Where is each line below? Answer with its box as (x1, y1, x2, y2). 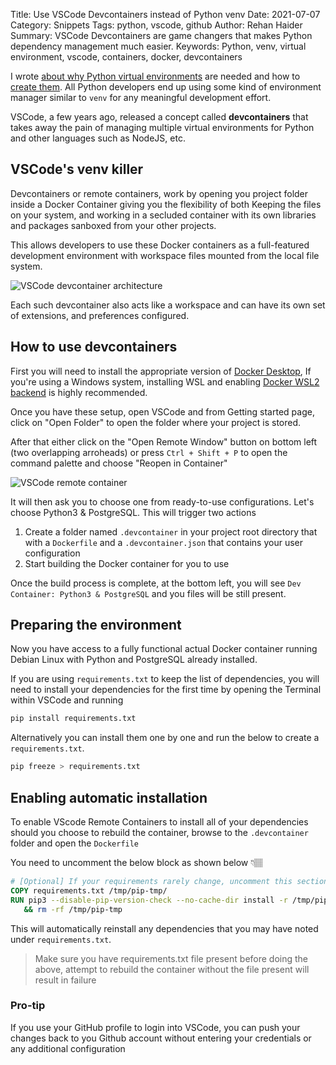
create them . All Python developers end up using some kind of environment (10, 81, 322, 93)
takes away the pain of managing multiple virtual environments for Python (10, 122, 315, 133)
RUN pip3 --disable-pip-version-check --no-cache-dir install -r (10, 895, 288, 905)
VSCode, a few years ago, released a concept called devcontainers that (10, 111, 309, 123)
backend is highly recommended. (10, 386, 148, 398)
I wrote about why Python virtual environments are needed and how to (10, 70, 301, 82)
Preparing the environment (10, 617, 182, 634)
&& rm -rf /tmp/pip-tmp (23, 904, 123, 914)
